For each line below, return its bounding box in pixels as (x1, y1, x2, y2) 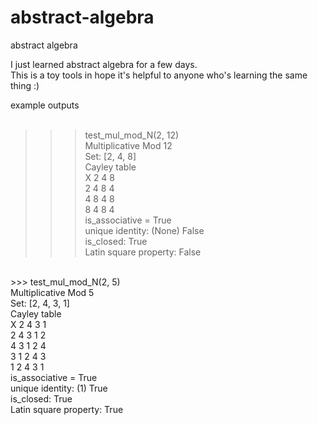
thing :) (10, 79, 40, 91)
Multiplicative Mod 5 (10, 286, 95, 298)
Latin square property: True (10, 403, 124, 415)
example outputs (10, 99, 80, 111)
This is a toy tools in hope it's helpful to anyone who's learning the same (10, 69, 308, 81)
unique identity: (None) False (84, 224, 205, 236)
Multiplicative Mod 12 (84, 139, 173, 151)
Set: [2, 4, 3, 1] (10, 297, 70, 309)
